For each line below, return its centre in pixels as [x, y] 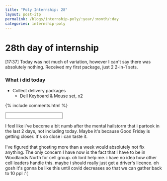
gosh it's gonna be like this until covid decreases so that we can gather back [83, 168]
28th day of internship [52, 48]
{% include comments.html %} [37, 106]
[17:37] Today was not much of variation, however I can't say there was [78, 62]
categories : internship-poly [35, 24]
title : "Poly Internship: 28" [37, 10]
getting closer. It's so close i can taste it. [46, 136]
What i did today [25, 80]
